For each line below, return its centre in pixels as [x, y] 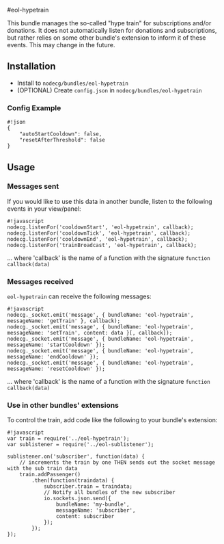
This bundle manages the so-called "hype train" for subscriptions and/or [109, 23]
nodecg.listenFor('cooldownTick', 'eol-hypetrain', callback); [99, 233]
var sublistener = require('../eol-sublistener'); [81, 445]
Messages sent [33, 186]
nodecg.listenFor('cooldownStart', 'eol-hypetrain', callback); [100, 227]
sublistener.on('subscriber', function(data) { [76, 457]
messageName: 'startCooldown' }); [56, 345]
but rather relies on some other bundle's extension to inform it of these [107, 38]
